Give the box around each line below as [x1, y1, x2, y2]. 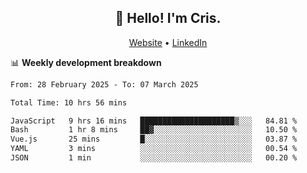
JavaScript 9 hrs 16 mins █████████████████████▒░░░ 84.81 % [10, 116, 298, 126]
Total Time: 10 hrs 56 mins [10, 97, 128, 108]
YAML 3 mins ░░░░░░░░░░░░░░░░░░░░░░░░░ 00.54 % [10, 144, 298, 154]
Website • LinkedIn [128, 36, 208, 48]
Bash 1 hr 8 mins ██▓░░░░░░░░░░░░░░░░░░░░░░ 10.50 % [10, 125, 298, 135]
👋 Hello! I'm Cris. [114, 10, 222, 27]
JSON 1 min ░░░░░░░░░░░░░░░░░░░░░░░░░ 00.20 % [10, 153, 298, 163]
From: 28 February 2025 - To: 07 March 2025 [10, 79, 199, 90]
